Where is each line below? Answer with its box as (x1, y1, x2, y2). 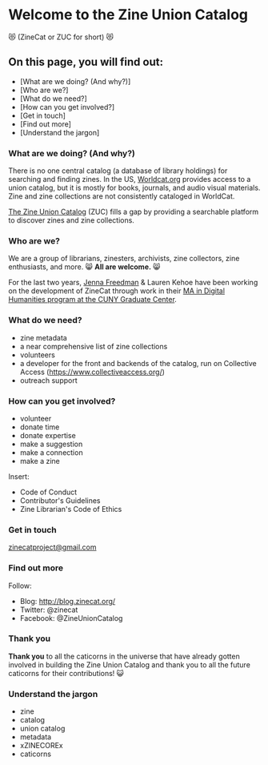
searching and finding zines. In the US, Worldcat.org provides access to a (8, 175, 251, 184)
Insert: (8, 471, 30, 481)
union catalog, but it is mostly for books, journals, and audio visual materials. (8, 183, 261, 193)
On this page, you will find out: (8, 55, 164, 69)
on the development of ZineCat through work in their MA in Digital (8, 286, 226, 296)
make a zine (19, 456, 60, 465)
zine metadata (19, 332, 68, 342)
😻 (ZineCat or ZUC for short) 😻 (8, 32, 114, 42)
